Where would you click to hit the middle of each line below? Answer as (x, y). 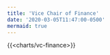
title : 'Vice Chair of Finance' (53, 13)
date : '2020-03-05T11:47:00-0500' (56, 20)
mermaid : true (27, 26)
